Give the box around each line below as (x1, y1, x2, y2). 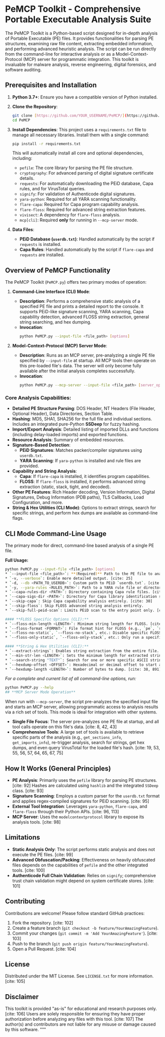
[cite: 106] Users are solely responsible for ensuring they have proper (5, 1011, 146, 1017)
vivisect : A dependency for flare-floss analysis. (19, 212, 121, 218)
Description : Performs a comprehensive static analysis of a (19, 298, 140, 304)
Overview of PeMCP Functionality (5, 266, 110, 274)
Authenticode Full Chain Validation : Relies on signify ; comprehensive (12, 872, 156, 878)
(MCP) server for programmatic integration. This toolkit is (23, 56, 139, 62)
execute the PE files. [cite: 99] (12, 852, 74, 858)
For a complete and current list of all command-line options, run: (5, 676, 137, 681)
